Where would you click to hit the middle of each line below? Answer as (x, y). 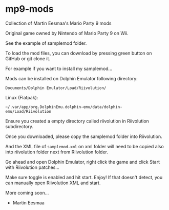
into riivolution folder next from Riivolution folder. (57, 152)
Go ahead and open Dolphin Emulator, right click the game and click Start (83, 162)
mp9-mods (29, 9)
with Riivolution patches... (33, 167)
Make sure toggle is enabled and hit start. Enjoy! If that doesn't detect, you (84, 177)
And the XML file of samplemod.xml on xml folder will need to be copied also (84, 146)
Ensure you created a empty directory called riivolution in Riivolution (77, 121)
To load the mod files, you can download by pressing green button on (79, 53)
